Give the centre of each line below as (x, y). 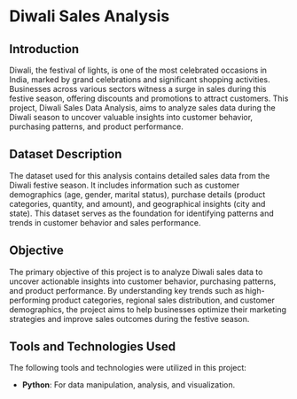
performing (30, 300)
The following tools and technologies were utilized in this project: (128, 368)
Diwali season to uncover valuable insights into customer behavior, (131, 117)
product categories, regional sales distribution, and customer (163, 300)
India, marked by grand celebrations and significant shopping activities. (140, 80)
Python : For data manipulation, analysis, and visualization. (129, 385)
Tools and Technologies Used (92, 347)
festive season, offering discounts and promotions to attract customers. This (149, 98)
